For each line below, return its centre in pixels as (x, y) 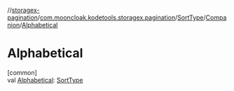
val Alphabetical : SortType (45, 80)
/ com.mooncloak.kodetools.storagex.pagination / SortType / (122, 17)
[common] (22, 72)
